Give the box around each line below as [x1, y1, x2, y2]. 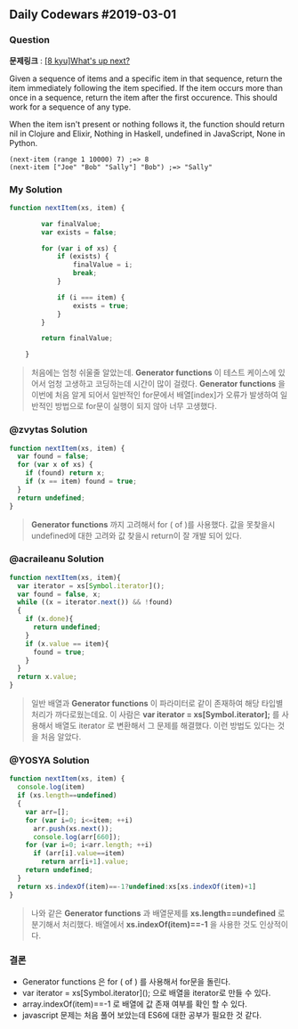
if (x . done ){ [25, 615, 74, 624]
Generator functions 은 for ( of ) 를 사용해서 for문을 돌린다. [21, 976, 231, 987]
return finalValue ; [41, 334, 114, 343]
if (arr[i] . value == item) [32, 849, 125, 858]
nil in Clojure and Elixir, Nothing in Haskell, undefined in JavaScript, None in [9, 128, 286, 139]
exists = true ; [72, 301, 129, 310]
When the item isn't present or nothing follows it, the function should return [9, 118, 285, 129]
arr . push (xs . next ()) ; [32, 824, 114, 833]
